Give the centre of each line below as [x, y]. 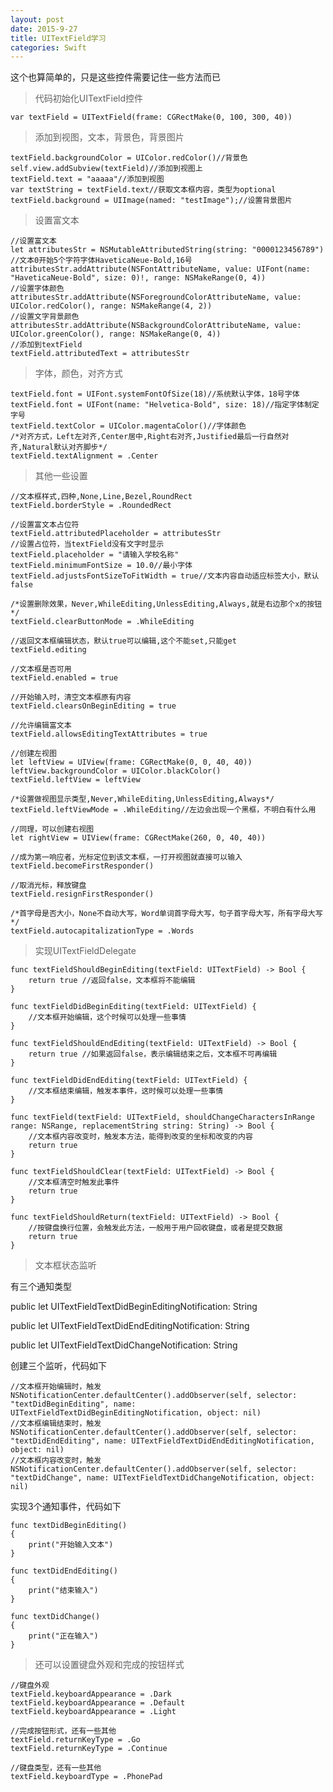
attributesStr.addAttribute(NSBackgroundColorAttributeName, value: [156, 326]
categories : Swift [48, 47]
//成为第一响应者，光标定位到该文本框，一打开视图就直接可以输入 [126, 857]
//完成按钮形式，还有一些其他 [63, 1731]
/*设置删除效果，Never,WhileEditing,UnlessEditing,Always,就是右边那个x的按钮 [166, 604]
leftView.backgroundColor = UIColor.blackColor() [116, 771]
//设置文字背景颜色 [45, 317]
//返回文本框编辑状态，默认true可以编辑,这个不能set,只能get [123, 641]
